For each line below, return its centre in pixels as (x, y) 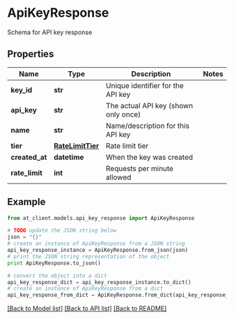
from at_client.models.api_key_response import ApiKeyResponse (101, 218)
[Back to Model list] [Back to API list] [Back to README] (87, 309)
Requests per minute (140, 168)
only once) (123, 114)
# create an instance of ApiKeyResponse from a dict (85, 289)
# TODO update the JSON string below (62, 231)
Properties (31, 54)
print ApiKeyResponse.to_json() (54, 263)
